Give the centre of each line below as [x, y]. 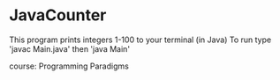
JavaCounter [58, 15]
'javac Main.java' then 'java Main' [70, 48]
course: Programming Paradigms [69, 66]
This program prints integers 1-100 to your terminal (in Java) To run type [140, 40]
